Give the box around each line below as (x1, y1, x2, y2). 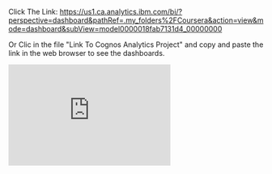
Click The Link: (8, 7, 58, 16)
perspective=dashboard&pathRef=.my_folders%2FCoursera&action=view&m (8, 15, 264, 25)
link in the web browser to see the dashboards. (8, 49, 165, 57)
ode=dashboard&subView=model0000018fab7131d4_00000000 (8, 24, 223, 33)
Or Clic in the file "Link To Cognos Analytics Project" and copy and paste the (8, 40, 264, 49)
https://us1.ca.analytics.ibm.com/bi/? (59, 7, 183, 16)
